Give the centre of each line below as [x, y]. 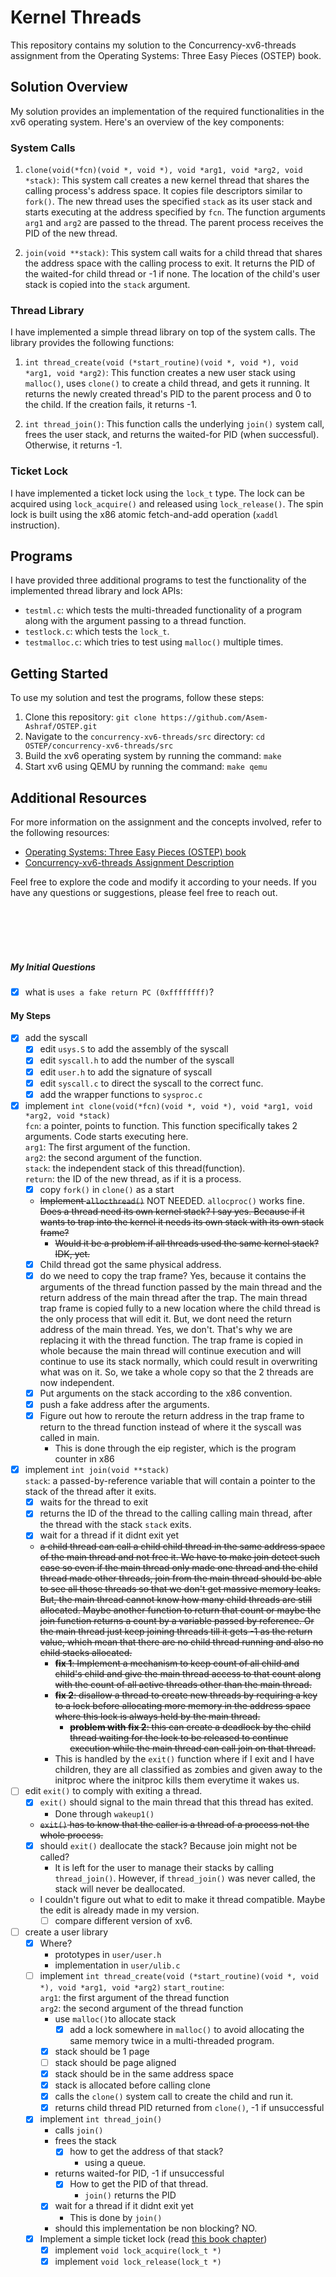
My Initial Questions [53, 967]
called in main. [69, 1438]
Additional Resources [78, 797]
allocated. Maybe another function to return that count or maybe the [180, 1610]
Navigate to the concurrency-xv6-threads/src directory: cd [144, 737]
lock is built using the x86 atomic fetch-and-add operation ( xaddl [144, 514]
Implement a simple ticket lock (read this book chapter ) [153, 2238]
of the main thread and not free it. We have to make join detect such [179, 1557]
